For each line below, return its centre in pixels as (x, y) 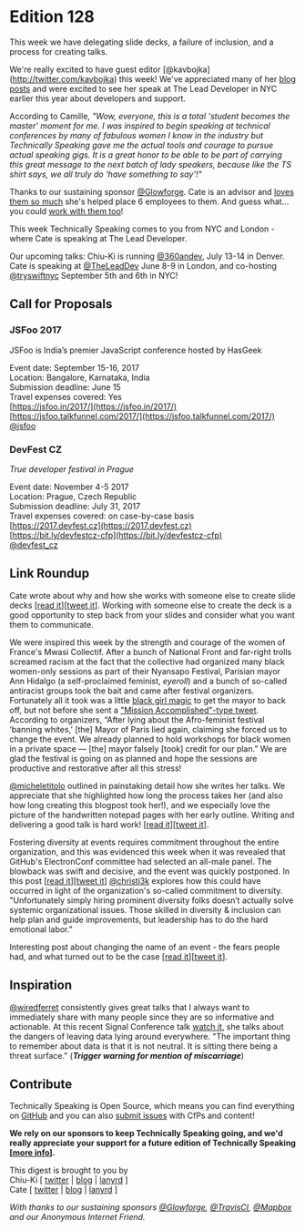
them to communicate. (51, 624)
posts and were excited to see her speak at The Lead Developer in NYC (143, 88)
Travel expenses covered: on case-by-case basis (102, 516)
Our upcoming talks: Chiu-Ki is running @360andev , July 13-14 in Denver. (147, 256)
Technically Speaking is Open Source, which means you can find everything (152, 1106)
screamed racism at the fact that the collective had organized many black (147, 662)
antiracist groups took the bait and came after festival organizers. (132, 691)
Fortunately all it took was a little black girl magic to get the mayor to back (148, 700)
